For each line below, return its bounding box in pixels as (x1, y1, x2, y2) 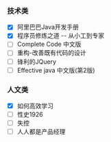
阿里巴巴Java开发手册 (16, 23, 79, 32)
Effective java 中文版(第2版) (16, 66, 95, 74)
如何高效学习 (16, 102, 53, 110)
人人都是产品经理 (16, 128, 66, 136)
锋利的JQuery (16, 57, 57, 66)
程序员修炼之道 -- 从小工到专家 (16, 32, 105, 40)
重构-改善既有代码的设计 (16, 49, 87, 57)
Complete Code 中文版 (16, 40, 82, 49)
